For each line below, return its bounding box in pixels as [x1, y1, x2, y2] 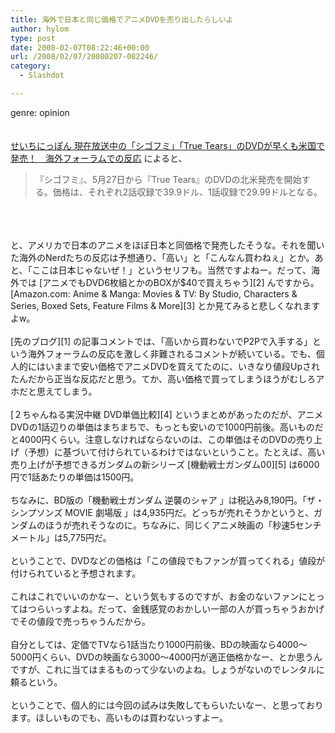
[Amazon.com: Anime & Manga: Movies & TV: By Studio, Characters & [10, 287, 298, 300]
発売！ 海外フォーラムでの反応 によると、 [10, 152, 188, 164]
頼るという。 [10, 676, 63, 688]
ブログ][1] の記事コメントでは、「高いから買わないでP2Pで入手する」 [31, 335, 313, 347]
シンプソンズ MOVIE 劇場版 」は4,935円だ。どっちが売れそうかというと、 [10, 506, 314, 518]
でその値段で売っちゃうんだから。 [10, 615, 151, 627]
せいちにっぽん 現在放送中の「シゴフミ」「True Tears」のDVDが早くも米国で [10, 139, 325, 151]
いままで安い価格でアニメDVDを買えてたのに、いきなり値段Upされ [44, 360, 320, 372]
